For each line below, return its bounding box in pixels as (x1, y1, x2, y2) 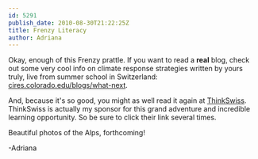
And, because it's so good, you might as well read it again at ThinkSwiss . (8, 96, 247, 105)
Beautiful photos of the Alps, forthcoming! (8, 128, 145, 138)
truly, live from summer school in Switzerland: (8, 72, 158, 81)
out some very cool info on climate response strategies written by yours (8, 64, 244, 74)
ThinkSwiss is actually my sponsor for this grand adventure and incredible (8, 104, 251, 114)
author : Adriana (8, 33, 62, 42)
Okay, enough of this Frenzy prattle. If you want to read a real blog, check (8, 55, 250, 65)
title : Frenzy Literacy (8, 26, 87, 34)
